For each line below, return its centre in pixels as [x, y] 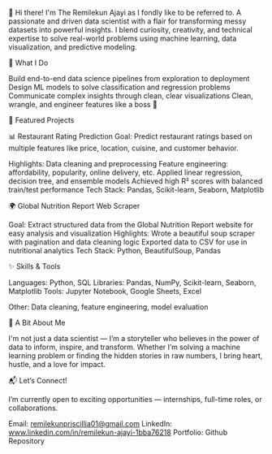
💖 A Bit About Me [37, 322]
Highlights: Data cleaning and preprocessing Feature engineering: [119, 164]
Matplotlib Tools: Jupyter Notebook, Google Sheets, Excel [105, 291]
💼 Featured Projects [41, 120]
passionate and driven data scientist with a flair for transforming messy [127, 21]
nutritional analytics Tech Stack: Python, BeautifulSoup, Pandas [115, 251]
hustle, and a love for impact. [57, 364]
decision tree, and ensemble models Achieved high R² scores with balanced [136, 181]
